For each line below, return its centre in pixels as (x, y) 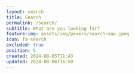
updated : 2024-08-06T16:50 (40, 61)
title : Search (24, 17)
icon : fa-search (26, 39)
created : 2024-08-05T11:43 (40, 56)
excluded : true (25, 45)
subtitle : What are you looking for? (53, 28)
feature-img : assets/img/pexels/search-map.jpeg (68, 34)
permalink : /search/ (32, 23)
